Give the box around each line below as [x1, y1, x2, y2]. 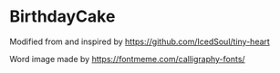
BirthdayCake [9, 6, 116, 27]
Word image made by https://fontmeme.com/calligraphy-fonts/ [9, 53, 245, 64]
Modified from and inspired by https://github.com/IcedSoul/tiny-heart [9, 36, 271, 47]
